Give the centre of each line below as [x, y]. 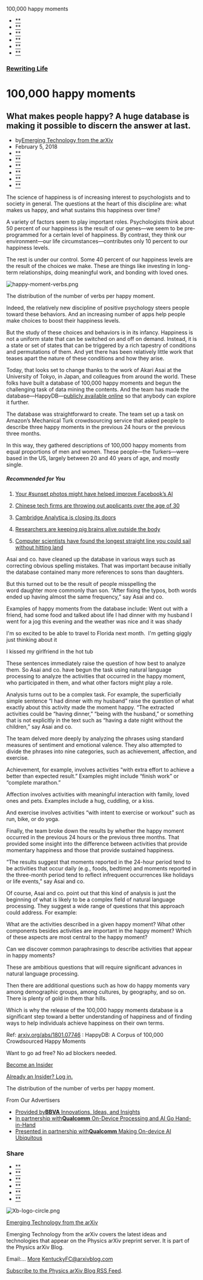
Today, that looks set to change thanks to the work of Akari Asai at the [94, 370]
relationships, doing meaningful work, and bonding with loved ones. [104, 272]
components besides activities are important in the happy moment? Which [99, 931]
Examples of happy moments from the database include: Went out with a [97, 608]
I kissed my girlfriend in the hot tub [50, 651]
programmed [22, 235]
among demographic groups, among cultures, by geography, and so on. [96, 992]
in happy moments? [31, 955]
